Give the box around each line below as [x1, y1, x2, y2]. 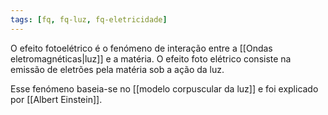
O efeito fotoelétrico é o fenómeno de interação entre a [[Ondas [10, 42, 273, 54]
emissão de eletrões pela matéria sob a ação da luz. [10, 63, 225, 75]
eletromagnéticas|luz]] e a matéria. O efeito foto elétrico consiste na [10, 52, 292, 65]
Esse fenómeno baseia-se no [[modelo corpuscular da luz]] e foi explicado [10, 82, 319, 95]
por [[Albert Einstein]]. [10, 93, 103, 105]
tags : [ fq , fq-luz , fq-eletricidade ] [10, 14, 168, 25]
